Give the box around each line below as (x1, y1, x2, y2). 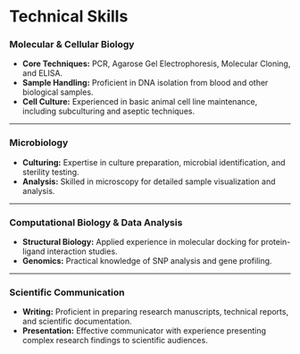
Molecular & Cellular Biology (9, 38, 135, 51)
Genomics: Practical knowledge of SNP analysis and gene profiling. (21, 256, 272, 266)
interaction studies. (46, 246, 118, 257)
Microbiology (9, 137, 69, 149)
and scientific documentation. (21, 316, 132, 327)
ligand (21, 246, 46, 257)
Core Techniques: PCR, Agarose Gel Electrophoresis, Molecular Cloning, (21, 58, 291, 69)
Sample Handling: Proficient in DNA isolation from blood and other (21, 78, 269, 88)
